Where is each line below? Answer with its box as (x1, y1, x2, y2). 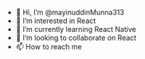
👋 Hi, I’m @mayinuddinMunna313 (15, 8, 125, 17)
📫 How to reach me (15, 42, 82, 51)
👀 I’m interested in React (15, 16, 96, 26)
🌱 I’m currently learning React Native (15, 25, 137, 33)
